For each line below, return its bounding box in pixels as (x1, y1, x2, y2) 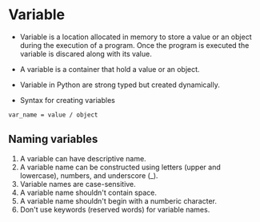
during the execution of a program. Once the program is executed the (19, 40, 250, 50)
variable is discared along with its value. (19, 49, 152, 58)
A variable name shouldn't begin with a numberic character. (19, 196, 218, 205)
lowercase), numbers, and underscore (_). (19, 170, 158, 180)
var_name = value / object (8, 110, 98, 119)
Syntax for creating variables (19, 95, 116, 105)
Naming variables (8, 133, 98, 146)
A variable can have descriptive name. (19, 153, 146, 163)
